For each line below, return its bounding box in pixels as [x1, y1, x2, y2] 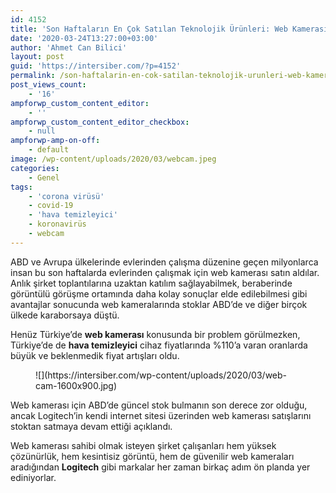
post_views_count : [10, 80, 87, 90]
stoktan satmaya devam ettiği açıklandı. [10, 420, 173, 432]
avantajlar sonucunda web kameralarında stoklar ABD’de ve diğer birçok [10, 298, 308, 310]
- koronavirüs [28, 219, 87, 230]
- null [28, 126, 56, 136]
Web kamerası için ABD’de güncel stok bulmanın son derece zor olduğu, [10, 399, 308, 411]
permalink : [10, 71, 56, 81]
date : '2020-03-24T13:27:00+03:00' [10, 33, 159, 43]
